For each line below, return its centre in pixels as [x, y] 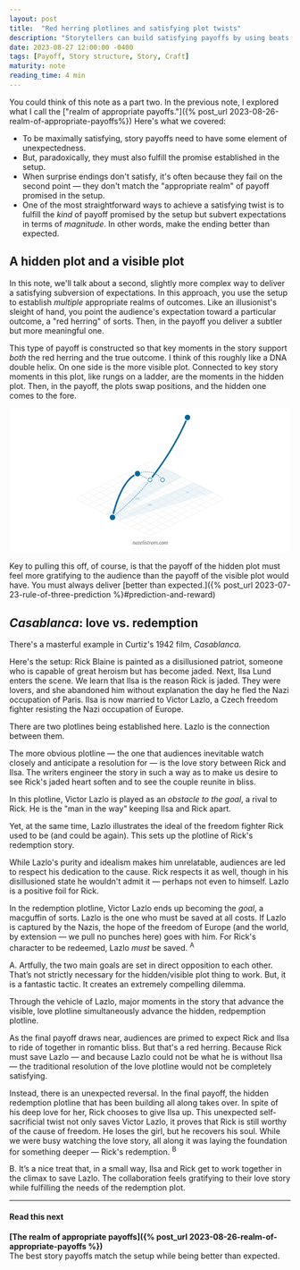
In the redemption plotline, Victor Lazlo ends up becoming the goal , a [137, 909]
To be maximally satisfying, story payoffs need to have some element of [154, 138]
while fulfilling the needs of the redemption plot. [97, 1188]
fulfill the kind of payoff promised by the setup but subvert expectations [154, 214]
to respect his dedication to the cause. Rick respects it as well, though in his [149, 872]
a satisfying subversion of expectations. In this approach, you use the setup [149, 292]
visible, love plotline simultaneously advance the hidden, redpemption [137, 1011]
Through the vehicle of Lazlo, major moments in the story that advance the [146, 1001]
